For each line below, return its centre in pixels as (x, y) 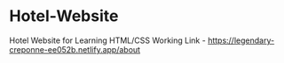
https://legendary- (241, 40)
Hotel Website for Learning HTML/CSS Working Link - (107, 40)
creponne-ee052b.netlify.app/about (75, 49)
